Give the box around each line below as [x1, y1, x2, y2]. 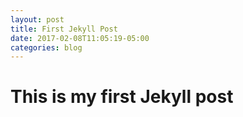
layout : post [10, 14, 65, 25]
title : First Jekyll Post [10, 24, 118, 34]
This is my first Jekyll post [10, 86, 234, 108]
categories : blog [10, 42, 83, 53]
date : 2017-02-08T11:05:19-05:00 [10, 33, 150, 43]
